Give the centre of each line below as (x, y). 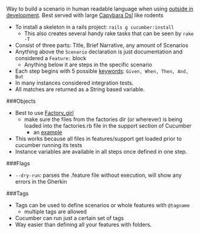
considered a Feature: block (51, 58)
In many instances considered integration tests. (74, 83)
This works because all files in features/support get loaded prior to (98, 139)
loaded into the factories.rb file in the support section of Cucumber (108, 126)
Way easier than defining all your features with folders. (83, 225)
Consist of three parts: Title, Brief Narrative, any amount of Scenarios (102, 45)
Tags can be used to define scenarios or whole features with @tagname (102, 205)
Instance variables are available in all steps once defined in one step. (101, 152)
